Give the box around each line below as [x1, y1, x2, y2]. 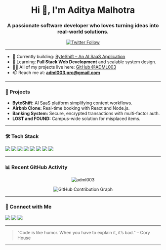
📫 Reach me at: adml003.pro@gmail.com [12, 70, 100, 76]
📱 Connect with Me [5, 204, 52, 210]
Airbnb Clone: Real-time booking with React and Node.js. [12, 105, 130, 111]
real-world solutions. [57, 28, 109, 35]
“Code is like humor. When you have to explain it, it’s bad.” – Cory [17, 229, 150, 235]
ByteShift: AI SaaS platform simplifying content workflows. [12, 100, 132, 106]
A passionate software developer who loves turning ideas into [7, 22, 159, 29]
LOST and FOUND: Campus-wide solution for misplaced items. [12, 116, 141, 122]
